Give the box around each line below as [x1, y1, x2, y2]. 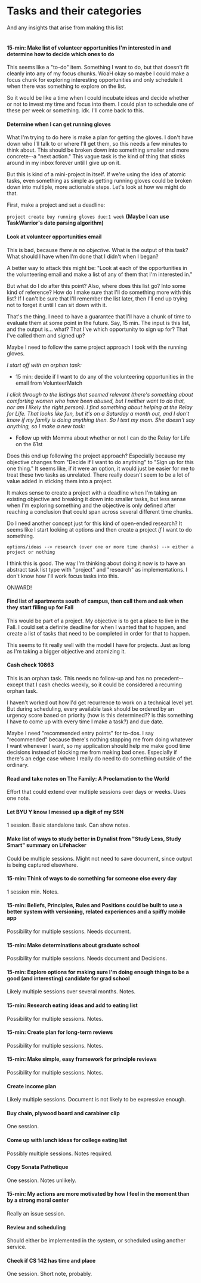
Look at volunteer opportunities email [7, 233, 102, 240]
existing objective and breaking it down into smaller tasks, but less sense [7, 495, 186, 502]
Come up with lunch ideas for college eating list [7, 1136, 128, 1143]
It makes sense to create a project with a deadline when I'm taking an [7, 489, 177, 496]
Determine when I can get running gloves [7, 121, 111, 128]
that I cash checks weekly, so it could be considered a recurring [24, 681, 183, 688]
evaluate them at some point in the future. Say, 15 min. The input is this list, [7, 319, 190, 326]
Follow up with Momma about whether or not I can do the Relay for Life [15, 434, 190, 441]
